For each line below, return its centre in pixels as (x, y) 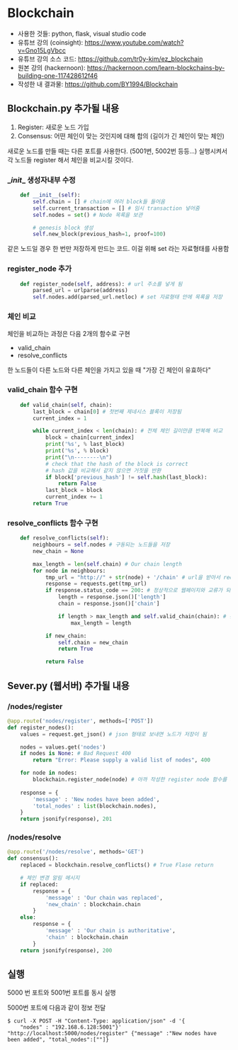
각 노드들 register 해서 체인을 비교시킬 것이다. (70, 160)
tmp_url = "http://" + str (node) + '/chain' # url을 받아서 (133, 577)
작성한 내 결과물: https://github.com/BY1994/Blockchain (98, 84)
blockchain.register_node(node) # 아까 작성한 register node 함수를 (130, 780)
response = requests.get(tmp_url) (96, 584)
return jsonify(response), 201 (66, 819)
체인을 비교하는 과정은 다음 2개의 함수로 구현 (69, 333)
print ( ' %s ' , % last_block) (85, 445)
